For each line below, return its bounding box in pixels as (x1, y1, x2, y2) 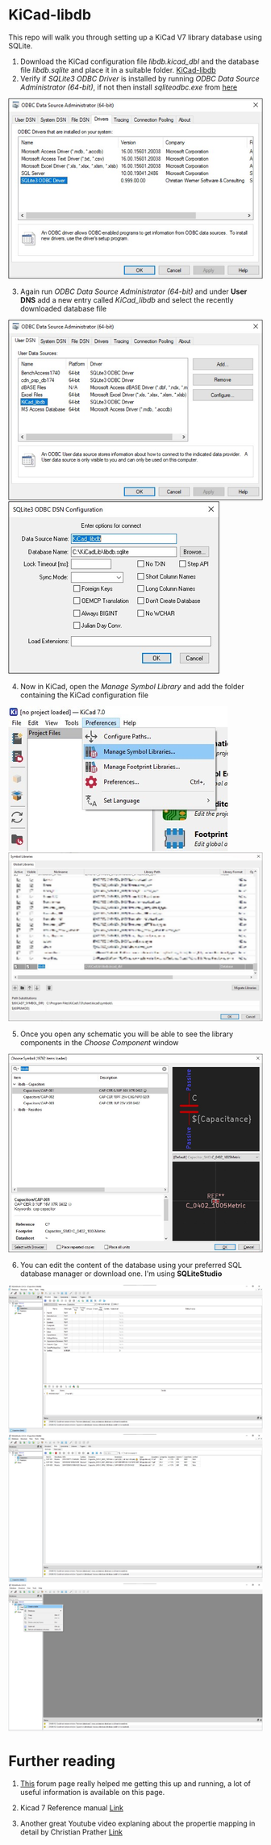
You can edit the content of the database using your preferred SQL (19, 1260, 243, 1270)
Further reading (8, 1752, 115, 1771)
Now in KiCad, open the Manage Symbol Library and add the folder (19, 682, 244, 692)
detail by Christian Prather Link (19, 1826, 123, 1837)
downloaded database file (19, 304, 107, 314)
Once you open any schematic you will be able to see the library (19, 1029, 234, 1039)
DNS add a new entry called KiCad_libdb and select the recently (19, 295, 234, 305)
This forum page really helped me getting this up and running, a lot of (19, 1778, 252, 1789)
